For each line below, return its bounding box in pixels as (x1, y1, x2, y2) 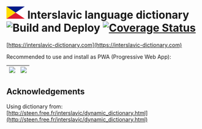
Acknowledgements (6, 86, 85, 97)
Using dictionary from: (6, 103, 63, 110)
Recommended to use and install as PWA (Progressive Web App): (6, 53, 171, 61)
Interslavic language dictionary (27, 8, 190, 22)
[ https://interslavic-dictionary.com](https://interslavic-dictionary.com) (6, 41, 182, 48)
